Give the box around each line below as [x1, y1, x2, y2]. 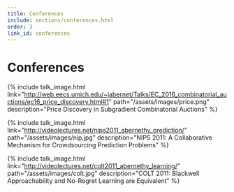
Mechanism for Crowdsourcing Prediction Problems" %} [7, 141, 170, 149]
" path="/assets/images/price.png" [108, 98, 210, 106]
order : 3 [7, 23, 33, 30]
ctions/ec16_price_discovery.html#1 [7, 98, 110, 106]
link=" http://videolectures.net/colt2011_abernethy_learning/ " [7, 162, 180, 170]
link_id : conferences [7, 29, 71, 37]
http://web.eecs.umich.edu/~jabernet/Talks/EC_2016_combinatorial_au [24, 90, 227, 98]
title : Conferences [7, 10, 64, 17]
